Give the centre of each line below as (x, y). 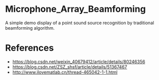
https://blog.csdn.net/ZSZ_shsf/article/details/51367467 (70, 67)
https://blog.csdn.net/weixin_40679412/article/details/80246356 (79, 61)
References (29, 48)
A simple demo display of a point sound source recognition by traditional (80, 23)
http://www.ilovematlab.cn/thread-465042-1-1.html (65, 72)
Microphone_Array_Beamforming (76, 9)
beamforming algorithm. (30, 28)
